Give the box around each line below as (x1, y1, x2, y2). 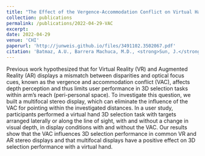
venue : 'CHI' (6, 37, 40, 43)
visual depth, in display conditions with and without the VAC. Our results (6, 123, 187, 131)
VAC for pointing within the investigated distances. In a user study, (6, 104, 173, 112)
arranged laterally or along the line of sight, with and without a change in (6, 117, 189, 124)
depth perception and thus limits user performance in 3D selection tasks (6, 85, 188, 92)
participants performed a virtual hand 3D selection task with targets (6, 110, 177, 118)
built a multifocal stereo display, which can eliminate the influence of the (6, 97, 188, 105)
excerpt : (6, 26, 29, 32)
